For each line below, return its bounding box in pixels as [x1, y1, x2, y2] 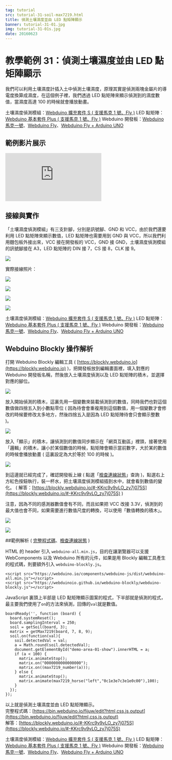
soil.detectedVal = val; [14, 638, 68, 644]
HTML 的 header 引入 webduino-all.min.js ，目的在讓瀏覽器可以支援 [5, 548, 149, 554]
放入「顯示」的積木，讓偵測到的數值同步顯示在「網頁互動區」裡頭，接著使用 [5, 438, 167, 445]
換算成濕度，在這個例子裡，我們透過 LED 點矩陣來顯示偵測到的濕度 [14, 92, 156, 98]
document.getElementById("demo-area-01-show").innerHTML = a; [14, 647, 150, 652]
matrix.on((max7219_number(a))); [18, 665, 91, 670]
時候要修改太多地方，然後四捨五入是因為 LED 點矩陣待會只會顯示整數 [14, 411, 160, 418]
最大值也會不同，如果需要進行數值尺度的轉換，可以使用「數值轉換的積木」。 [5, 507, 165, 513]
